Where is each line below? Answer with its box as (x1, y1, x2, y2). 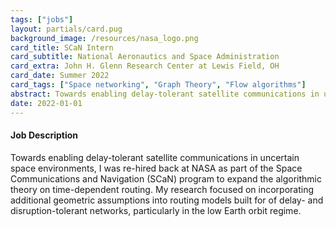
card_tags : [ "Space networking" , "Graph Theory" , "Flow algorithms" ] (10, 80, 307, 90)
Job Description (10, 129, 79, 141)
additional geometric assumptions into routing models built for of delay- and (10, 194, 324, 206)
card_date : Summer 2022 (10, 71, 110, 81)
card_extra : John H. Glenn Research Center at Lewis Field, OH (10, 61, 280, 71)
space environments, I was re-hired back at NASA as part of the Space (10, 162, 303, 174)
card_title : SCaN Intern (10, 42, 114, 53)
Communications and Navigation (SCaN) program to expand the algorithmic (10, 172, 322, 185)
